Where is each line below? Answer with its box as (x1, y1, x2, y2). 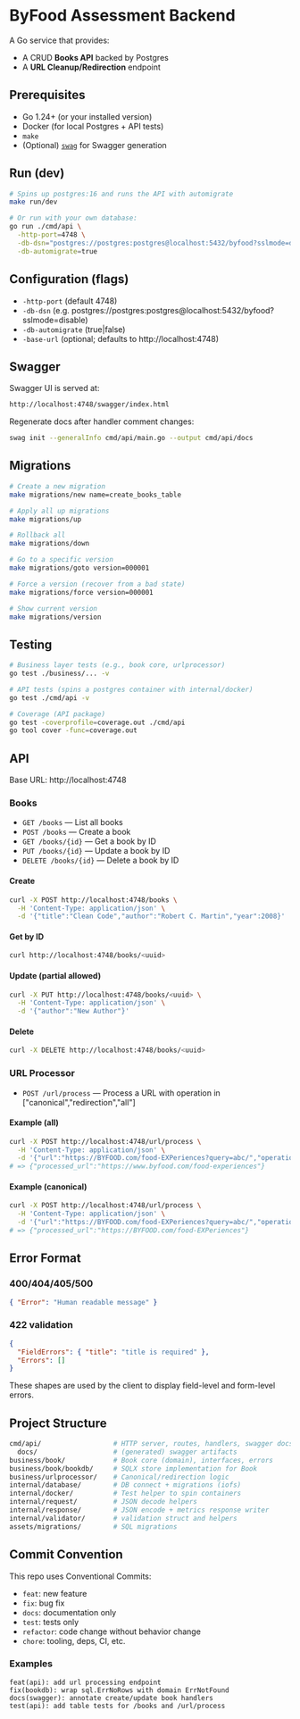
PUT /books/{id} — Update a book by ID (21, 846, 171, 856)
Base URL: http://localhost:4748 (9, 774, 127, 786)
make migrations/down (9, 539, 90, 548)
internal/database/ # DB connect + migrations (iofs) (9, 1481, 242, 1490)
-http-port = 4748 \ (17, 230, 87, 239)
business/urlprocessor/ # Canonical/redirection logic (9, 1473, 229, 1481)
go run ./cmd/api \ (9, 222, 82, 231)
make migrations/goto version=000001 (9, 563, 150, 572)
